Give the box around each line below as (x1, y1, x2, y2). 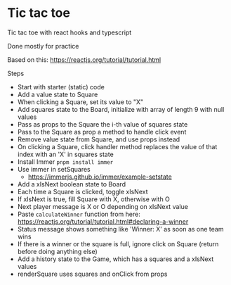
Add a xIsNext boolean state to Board (17, 179, 126, 188)
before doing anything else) (17, 247, 98, 255)
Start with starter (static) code (17, 82, 105, 91)
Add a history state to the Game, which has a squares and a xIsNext (17, 255, 214, 263)
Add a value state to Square (17, 90, 98, 99)
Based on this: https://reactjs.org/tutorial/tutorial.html (7, 55, 161, 64)
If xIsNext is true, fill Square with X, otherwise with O (17, 195, 171, 203)
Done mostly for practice (7, 42, 79, 50)
